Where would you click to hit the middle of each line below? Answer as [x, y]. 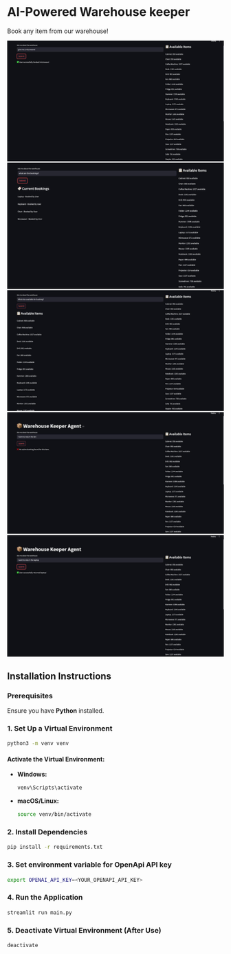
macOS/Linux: [38, 801]
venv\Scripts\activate [49, 788]
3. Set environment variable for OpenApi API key [89, 865]
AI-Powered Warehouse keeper [99, 12]
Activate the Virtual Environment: [56, 759]
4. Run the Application [45, 898]
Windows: [32, 775]
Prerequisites [30, 696]
